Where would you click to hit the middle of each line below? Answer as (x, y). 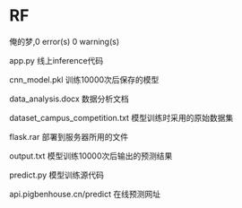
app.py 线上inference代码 (56, 60)
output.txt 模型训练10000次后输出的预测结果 (91, 156)
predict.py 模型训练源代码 (57, 175)
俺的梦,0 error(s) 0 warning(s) (65, 41)
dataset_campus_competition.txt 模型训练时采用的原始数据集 (121, 117)
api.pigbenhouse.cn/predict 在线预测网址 (85, 194)
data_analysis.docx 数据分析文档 (69, 99)
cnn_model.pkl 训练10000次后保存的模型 (84, 79)
